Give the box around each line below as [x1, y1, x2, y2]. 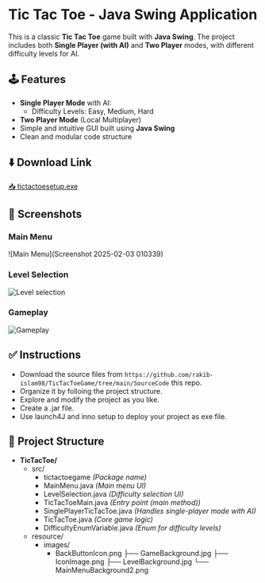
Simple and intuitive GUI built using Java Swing [19, 123, 175, 133]
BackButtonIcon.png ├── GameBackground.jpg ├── [55, 549, 229, 558]
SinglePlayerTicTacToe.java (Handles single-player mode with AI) [43, 507, 256, 516]
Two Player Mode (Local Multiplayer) [19, 115, 141, 124]
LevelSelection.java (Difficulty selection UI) [43, 489, 184, 499]
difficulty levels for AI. [8, 49, 80, 58]
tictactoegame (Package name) [43, 472, 147, 482]
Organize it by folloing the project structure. [19, 386, 163, 395]
